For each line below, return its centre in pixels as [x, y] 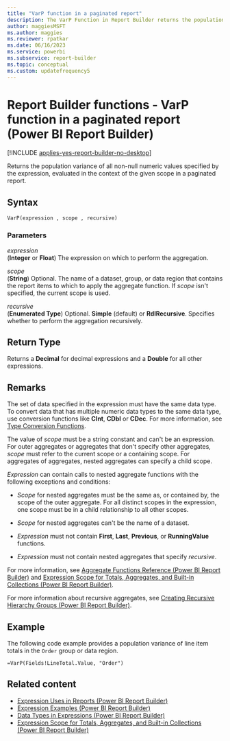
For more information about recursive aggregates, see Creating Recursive [111, 598]
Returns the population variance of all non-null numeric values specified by [113, 166]
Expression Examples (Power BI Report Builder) [84, 708]
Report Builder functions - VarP [98, 105]
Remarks [27, 387]
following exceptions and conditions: [59, 482]
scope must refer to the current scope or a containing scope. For [99, 454]
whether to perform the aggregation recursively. [75, 320]
